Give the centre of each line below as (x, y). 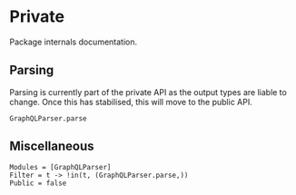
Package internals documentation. (74, 42)
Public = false (38, 183)
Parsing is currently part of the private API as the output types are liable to (148, 92)
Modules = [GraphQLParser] (60, 167)
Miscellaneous (52, 146)
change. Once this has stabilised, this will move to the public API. (131, 102)
